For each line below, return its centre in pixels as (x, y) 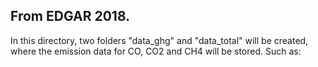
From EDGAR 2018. (70, 16)
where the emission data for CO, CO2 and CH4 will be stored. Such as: (156, 51)
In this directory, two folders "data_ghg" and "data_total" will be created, (159, 40)
